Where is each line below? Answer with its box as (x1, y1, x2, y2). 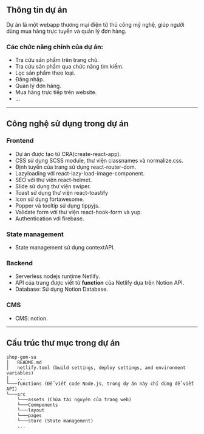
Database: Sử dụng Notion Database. (15, 285, 108, 293)
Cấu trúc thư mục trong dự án (6, 338, 120, 348)
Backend (6, 259, 33, 268)
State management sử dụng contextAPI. (15, 244, 115, 251)
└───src (6, 391, 26, 397)
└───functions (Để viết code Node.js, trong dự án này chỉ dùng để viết (6, 381, 194, 387)
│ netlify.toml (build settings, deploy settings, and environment (6, 364, 186, 371)
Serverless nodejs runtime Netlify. (15, 273, 100, 280)
